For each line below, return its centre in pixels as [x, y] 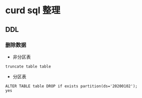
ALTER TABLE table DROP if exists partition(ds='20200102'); [72, 86]
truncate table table [28, 67]
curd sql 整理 [33, 10]
